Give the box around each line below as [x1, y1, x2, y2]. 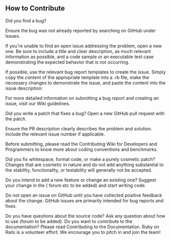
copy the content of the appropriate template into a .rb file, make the [5, 74, 150, 81]
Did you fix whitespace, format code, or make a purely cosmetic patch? [5, 156, 156, 162]
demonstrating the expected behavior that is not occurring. [5, 59, 130, 65]
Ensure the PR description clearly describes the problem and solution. [5, 125, 152, 131]
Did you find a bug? [5, 17, 46, 23]
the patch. [5, 116, 27, 122]
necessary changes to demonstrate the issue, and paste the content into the [5, 79, 166, 86]
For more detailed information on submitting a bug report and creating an [5, 95, 159, 101]
